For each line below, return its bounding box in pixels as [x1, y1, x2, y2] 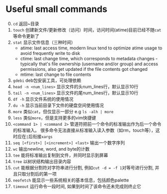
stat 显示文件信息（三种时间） [12, 39, 76, 45]
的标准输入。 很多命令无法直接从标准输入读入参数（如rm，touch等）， [12, 127, 156, 133]
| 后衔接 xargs [26, 133, 53, 139]
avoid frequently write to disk [20, 50, 81, 56]
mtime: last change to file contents [20, 71, 91, 77]
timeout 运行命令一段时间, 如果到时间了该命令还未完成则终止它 [12, 183, 141, 189]
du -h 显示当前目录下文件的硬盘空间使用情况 [12, 102, 104, 108]
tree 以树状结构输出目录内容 [12, 158, 72, 164]
